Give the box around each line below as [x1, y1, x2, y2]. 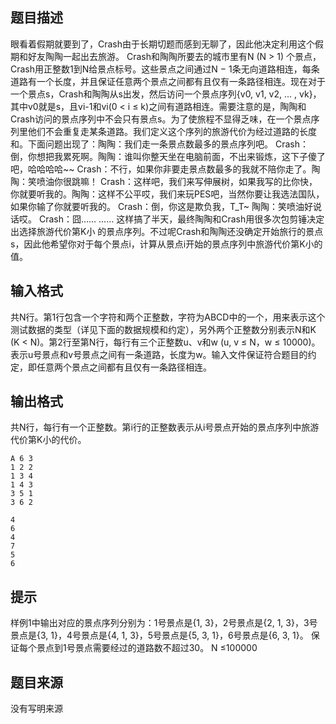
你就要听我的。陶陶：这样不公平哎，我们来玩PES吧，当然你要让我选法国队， [10, 188, 325, 200]
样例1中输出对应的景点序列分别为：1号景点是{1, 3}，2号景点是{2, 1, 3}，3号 [10, 617, 318, 629]
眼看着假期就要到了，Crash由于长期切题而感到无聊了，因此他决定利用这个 [10, 38, 316, 50]
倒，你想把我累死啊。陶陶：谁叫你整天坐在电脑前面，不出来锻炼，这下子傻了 [10, 150, 326, 162]
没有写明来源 [10, 703, 63, 715]
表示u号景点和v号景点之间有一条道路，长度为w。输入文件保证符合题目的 [10, 348, 308, 360]
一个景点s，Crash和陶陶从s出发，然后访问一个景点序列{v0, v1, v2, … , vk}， [10, 88, 322, 100]
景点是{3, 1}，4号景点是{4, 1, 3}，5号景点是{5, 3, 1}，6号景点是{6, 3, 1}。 [10, 629, 309, 642]
